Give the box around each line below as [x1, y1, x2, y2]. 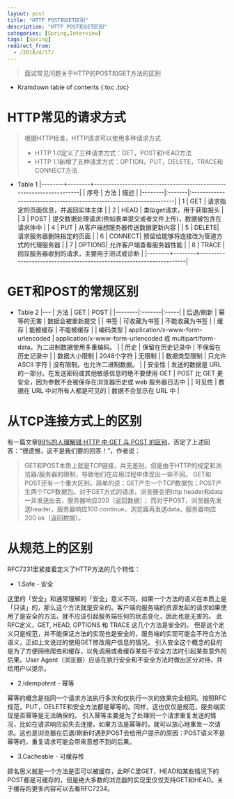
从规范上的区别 [7, 541, 93, 556]
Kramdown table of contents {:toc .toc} [17, 83, 130, 91]
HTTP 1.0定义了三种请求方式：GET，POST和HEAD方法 [34, 148, 192, 157]
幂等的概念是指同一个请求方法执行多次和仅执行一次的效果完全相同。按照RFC [7, 694, 227, 702]
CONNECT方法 [34, 166, 78, 174]
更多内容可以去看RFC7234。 [31, 784, 114, 793]
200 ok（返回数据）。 [24, 513, 85, 522]
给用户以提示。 [7, 664, 50, 672]
